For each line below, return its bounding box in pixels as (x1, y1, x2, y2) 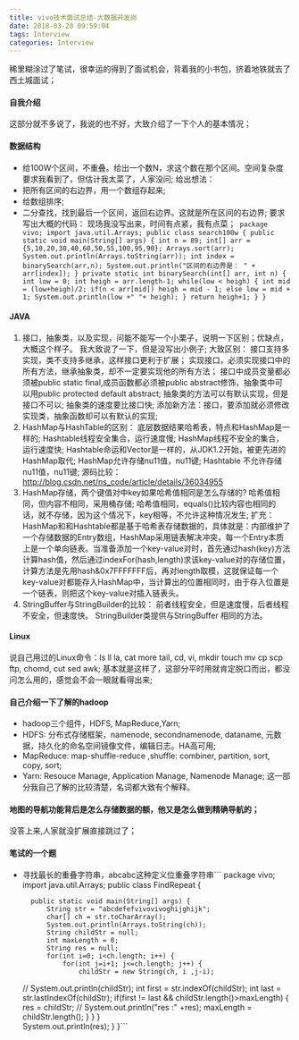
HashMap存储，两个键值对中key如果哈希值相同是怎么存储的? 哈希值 (21, 486, 273, 497)
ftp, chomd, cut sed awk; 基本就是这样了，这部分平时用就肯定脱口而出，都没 (9, 664, 291, 674)
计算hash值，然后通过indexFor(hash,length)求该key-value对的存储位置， (21, 554, 290, 564)
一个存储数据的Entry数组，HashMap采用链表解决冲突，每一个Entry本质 (21, 531, 285, 542)
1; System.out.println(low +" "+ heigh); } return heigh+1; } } (21, 292, 267, 301)
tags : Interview (9, 30, 70, 38)
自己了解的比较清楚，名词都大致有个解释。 (37, 782, 195, 792)
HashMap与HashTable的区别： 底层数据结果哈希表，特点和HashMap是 (21, 421, 283, 432)
